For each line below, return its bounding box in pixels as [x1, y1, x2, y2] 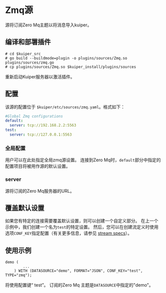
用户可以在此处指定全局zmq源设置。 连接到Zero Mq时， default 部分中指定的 [5, 157, 161, 163]
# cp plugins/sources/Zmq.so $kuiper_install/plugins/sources [5, 64, 136, 70]
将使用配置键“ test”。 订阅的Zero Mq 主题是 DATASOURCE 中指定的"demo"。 [5, 282, 154, 288]
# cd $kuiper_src [5, 51, 41, 56]
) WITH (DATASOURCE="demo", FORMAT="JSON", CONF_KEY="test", [14, 269, 143, 274]
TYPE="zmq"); [5, 273, 32, 278]
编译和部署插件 [5, 38, 51, 46]
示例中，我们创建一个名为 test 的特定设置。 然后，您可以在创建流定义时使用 [5, 224, 159, 230]
